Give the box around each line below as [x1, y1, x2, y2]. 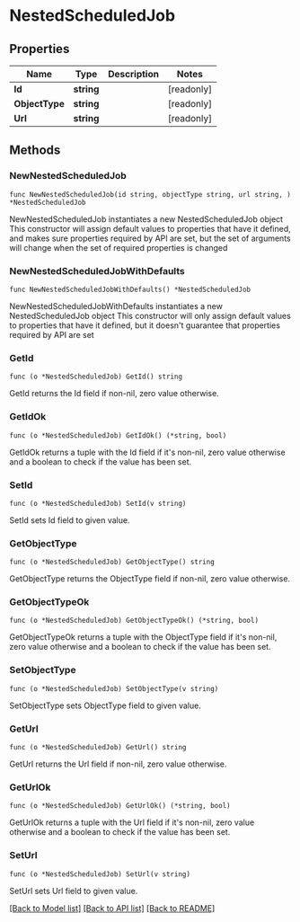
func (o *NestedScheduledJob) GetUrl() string [9, 743, 187, 752]
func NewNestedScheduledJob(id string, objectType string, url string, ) [9, 190, 292, 199]
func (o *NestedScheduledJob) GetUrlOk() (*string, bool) [9, 802, 231, 811]
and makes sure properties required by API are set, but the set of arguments [9, 233, 291, 244]
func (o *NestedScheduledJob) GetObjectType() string [9, 558, 216, 567]
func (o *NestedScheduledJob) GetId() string [9, 372, 182, 382]
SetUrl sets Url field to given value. [9, 885, 138, 896]
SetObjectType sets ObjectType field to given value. [9, 700, 202, 711]
